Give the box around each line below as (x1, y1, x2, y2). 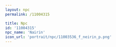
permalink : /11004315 (5, 12, 50, 17)
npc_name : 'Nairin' (5, 30, 46, 35)
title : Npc (5, 21, 28, 26)
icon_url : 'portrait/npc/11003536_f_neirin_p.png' (5, 35, 112, 40)
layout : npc (5, 7, 30, 12)
